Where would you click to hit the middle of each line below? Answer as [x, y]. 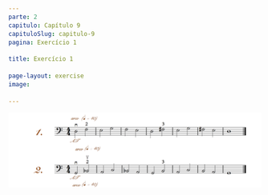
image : [19, 84]
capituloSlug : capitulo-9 [51, 34]
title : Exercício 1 [41, 59]
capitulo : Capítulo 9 [45, 25]
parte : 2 [23, 17]
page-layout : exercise [46, 76]
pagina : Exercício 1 [43, 42]
